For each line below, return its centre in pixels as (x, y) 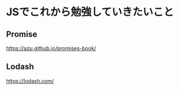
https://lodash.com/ (30, 81)
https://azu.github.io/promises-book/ (51, 48)
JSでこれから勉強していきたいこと (90, 12)
